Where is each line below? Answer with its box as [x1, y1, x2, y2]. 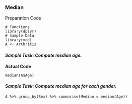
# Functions [5, 25, 30, 30]
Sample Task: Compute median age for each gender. [5, 83, 117, 89]
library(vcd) [5, 37, 32, 43]
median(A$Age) [5, 73, 35, 78]
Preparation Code [5, 15, 41, 21]
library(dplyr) [5, 29, 37, 34]
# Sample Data [5, 34, 35, 38]
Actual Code [5, 63, 31, 69]
